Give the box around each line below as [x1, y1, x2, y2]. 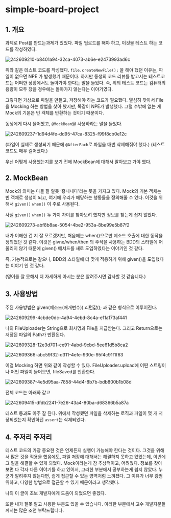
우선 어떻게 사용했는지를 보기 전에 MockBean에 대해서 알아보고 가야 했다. [5, 159, 152, 165]
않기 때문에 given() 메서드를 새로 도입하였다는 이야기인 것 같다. [18, 245, 144, 251]
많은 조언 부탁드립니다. [18, 507, 64, 513]
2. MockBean [5, 174, 48, 183]
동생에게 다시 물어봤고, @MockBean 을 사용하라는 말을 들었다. [5, 121, 123, 126]
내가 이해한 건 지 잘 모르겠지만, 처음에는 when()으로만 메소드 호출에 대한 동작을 [5, 232, 163, 238]
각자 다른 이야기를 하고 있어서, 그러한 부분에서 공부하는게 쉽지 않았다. [20, 466, 158, 472]
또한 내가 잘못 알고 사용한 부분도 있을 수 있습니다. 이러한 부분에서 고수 [5, 501, 144, 507]
